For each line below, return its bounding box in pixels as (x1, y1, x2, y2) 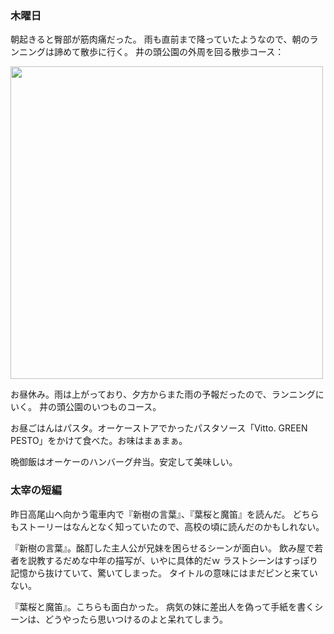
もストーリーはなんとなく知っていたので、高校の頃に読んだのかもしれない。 (10, 520, 325, 532)
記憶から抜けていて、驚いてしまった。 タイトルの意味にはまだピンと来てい (10, 567, 318, 579)
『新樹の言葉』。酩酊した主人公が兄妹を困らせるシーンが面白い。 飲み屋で (10, 542, 315, 554)
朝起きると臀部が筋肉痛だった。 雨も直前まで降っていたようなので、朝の (10, 33, 310, 46)
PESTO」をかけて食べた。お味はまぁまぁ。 (10, 435, 188, 447)
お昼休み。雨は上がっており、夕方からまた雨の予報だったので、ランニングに (10, 388, 325, 401)
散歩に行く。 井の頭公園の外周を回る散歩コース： (79, 46, 285, 58)
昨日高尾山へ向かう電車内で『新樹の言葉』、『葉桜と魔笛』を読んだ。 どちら (10, 508, 320, 520)
